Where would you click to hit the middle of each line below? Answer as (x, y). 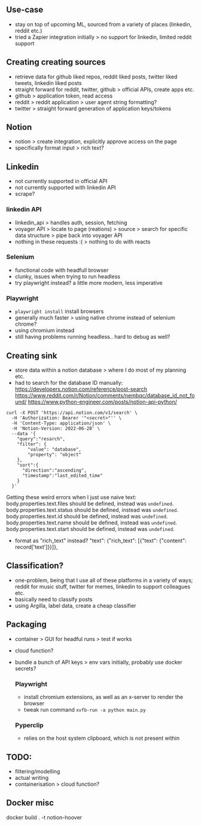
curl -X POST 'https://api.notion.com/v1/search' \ (72, 412)
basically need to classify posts (54, 599)
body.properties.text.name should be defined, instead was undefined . (92, 523)
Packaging (26, 625)
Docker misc (30, 803)
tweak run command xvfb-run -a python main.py (85, 709)
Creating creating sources (56, 62)
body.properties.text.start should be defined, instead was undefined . (90, 529)
